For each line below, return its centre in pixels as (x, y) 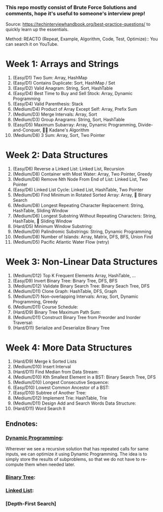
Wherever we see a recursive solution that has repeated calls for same (77, 448)
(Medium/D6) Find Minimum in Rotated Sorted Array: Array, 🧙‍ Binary (82, 195)
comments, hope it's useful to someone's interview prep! (75, 13)
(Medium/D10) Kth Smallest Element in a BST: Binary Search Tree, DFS (84, 377)
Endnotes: (22, 424)
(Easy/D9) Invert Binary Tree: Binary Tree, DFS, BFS (65, 281)
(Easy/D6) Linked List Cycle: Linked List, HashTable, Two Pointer (78, 190)
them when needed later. (50, 464)
